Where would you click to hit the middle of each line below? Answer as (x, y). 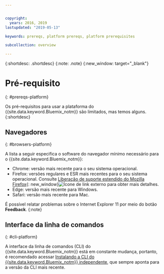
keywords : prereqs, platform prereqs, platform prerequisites (70, 36)
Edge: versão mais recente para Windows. (55, 189)
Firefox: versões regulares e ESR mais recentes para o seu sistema (80, 174)
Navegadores (26, 133)
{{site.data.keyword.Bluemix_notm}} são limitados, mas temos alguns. (76, 112)
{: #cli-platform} (21, 237)
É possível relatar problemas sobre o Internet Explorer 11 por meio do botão (81, 204)
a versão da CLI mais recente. (35, 267)
